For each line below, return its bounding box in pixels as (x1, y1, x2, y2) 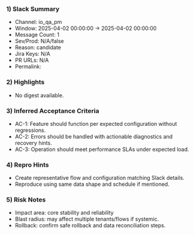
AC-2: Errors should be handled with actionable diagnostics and (14, 132, 173, 140)
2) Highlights (6, 78, 45, 86)
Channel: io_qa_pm (14, 19, 62, 26)
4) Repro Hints (6, 161, 49, 169)
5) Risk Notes (6, 195, 46, 204)
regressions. (14, 126, 46, 134)
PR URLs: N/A (14, 56, 49, 64)
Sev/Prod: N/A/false (14, 38, 64, 45)
